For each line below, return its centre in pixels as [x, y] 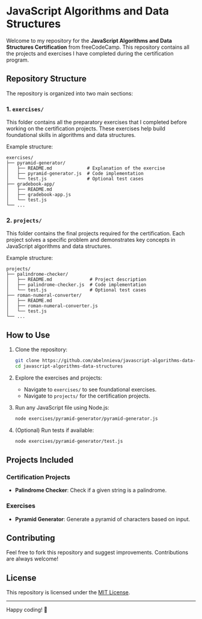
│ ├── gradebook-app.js [38, 195]
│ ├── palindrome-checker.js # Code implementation [76, 285]
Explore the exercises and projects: [59, 378]
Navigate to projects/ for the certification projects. [87, 396]
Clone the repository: [41, 350]
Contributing [31, 538]
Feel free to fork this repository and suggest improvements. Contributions [97, 553]
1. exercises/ [25, 109]
